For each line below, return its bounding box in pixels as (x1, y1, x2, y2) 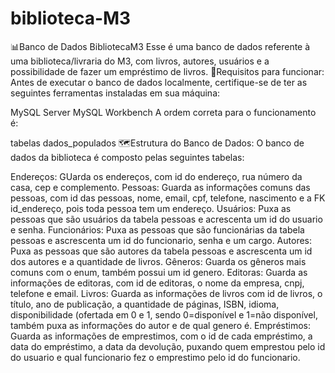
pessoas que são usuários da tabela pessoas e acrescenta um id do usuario (10, 213, 323, 225)
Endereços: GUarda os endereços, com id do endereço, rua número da (10, 170, 303, 182)
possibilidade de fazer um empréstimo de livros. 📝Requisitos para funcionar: (10, 65, 325, 77)
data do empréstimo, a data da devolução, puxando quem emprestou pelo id (10, 340, 326, 352)
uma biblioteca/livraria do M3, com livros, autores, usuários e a (10, 55, 270, 67)
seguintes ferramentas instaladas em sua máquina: (10, 87, 221, 99)
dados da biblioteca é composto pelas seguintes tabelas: (10, 151, 245, 163)
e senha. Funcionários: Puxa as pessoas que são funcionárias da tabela (10, 223, 305, 236)
